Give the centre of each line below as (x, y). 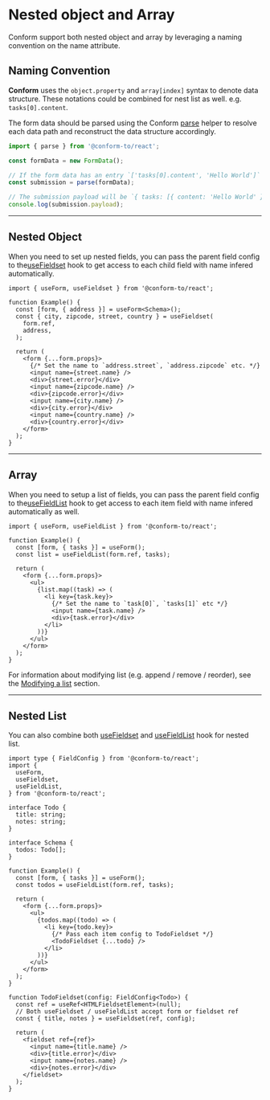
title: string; (41, 815)
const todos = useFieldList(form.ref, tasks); (95, 885)
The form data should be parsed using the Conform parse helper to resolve (133, 123)
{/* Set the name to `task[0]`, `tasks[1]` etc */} (139, 603)
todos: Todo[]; (41, 850)
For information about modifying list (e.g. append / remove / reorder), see (130, 675)
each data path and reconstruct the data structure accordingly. (112, 131)
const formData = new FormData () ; (66, 161)
